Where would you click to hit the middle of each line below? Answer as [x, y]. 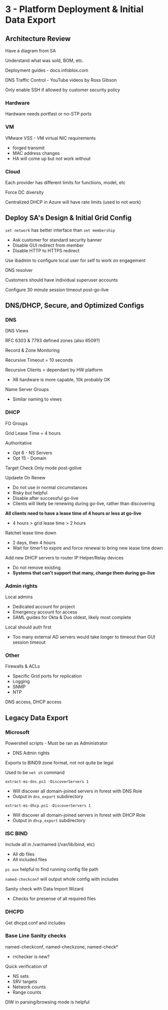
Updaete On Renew [25, 477]
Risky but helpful [30, 492]
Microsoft [17, 732]
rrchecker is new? [31, 957]
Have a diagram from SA [31, 51]
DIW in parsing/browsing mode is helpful [47, 1002]
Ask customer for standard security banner [57, 240]
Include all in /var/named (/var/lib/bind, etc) [50, 845]
